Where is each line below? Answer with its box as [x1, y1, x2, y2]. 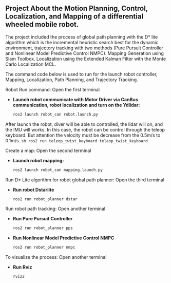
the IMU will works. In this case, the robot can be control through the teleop [5, 126, 165, 133]
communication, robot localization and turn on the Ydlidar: [12, 102, 140, 108]
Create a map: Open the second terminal [5, 147, 91, 154]
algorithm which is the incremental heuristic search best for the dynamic [5, 39, 159, 45]
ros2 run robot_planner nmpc [12, 245, 75, 250]
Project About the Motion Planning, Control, [5, 4, 148, 13]
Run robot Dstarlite [12, 186, 54, 193]
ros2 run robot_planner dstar [12, 196, 78, 202]
